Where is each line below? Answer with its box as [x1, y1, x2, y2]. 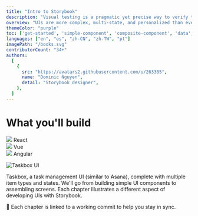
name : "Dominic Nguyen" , [21, 74, 83, 80]
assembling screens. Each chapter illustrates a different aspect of [6, 185, 166, 192]
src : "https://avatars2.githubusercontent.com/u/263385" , [21, 69, 167, 75]
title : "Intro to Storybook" [6, 8, 78, 15]
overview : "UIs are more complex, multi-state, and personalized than [6, 19, 183, 25]
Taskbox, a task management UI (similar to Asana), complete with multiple [6, 173, 186, 180]
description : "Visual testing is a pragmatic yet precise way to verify [6, 14, 189, 20]
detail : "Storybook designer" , [21, 80, 99, 86]
